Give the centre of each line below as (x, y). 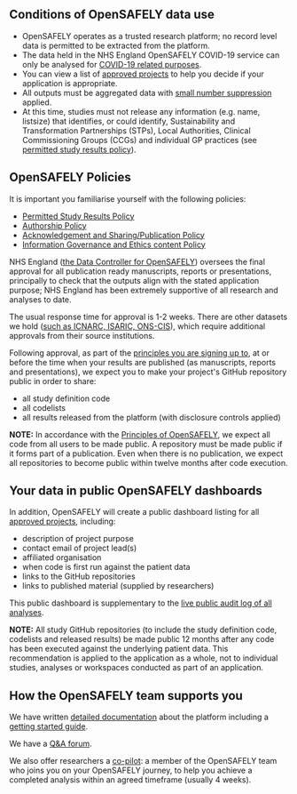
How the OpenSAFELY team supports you (126, 696)
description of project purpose (78, 539)
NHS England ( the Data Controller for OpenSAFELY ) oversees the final (137, 261)
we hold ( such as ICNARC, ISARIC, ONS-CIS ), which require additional (137, 326)
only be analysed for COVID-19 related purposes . (112, 64)
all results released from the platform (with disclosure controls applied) (151, 417)
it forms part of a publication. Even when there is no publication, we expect (146, 453)
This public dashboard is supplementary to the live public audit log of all (141, 603)
